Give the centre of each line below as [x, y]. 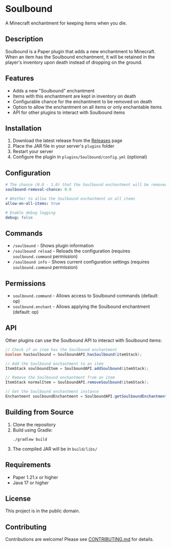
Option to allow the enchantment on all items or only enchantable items [87, 107]
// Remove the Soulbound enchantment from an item [60, 378]
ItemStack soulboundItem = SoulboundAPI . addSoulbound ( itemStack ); [77, 368]
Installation [23, 128]
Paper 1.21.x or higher [35, 477]
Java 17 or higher [31, 483]
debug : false [19, 218]
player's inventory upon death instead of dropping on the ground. [74, 62]
